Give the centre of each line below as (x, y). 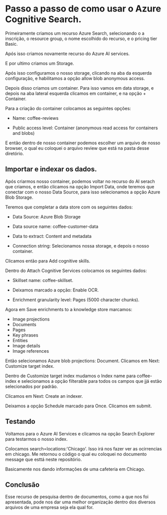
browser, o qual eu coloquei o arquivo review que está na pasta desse (77, 148)
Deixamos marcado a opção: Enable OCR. (55, 290)
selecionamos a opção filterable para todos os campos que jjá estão (91, 381)
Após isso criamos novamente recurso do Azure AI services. (67, 54)
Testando (20, 422)
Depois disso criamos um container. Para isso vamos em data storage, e (79, 88)
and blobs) (23, 133)
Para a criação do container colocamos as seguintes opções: (68, 108)
